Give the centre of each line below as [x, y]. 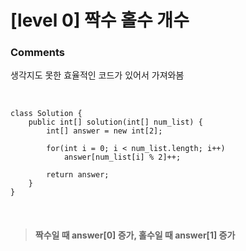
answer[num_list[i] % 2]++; [122, 157]
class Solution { [46, 114]
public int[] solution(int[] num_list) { [115, 122]
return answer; [78, 175]
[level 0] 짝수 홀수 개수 [100, 20]
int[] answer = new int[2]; [104, 131]
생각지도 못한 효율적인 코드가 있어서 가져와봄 [97, 75]
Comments [37, 53]
